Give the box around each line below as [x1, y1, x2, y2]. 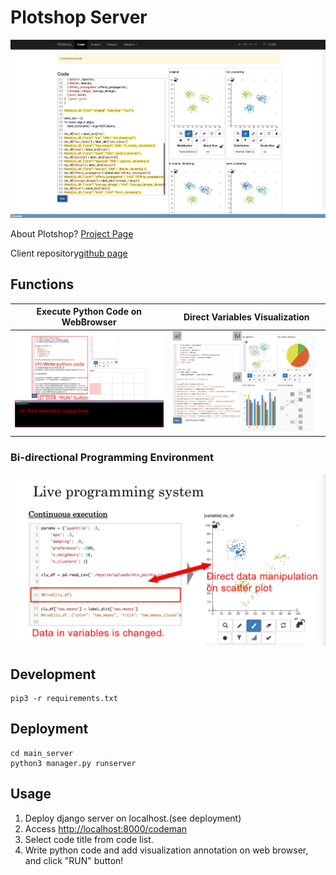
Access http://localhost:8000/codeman [24, 822, 188, 835]
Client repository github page [10, 247, 128, 259]
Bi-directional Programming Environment [10, 451, 215, 465]
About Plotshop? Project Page [10, 227, 134, 240]
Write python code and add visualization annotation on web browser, [24, 844, 309, 856]
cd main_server [10, 748, 74, 758]
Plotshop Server [10, 6, 148, 29]
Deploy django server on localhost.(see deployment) [24, 812, 242, 824]
